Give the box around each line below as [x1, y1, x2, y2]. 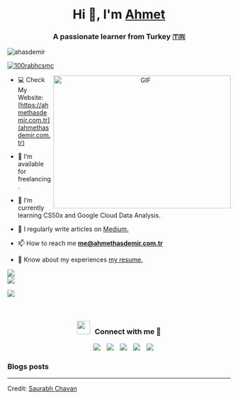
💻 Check [17, 76, 45, 84]
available [17, 159, 44, 169]
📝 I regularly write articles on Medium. [17, 225, 129, 233]
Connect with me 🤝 [94, 327, 161, 337]
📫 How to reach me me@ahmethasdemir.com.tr [17, 239, 163, 247]
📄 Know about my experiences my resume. [17, 255, 143, 264]
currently [17, 203, 45, 212]
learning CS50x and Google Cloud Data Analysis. [17, 211, 161, 220]
